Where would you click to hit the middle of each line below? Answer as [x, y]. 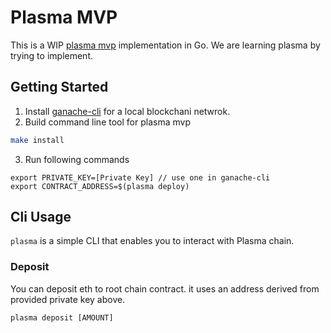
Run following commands [77, 159]
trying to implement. [51, 55]
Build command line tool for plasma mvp [107, 122]
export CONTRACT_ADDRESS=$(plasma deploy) [100, 186]
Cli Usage [41, 217]
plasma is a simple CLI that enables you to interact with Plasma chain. [152, 241]
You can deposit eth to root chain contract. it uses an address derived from [165, 288]
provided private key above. [68, 299]
